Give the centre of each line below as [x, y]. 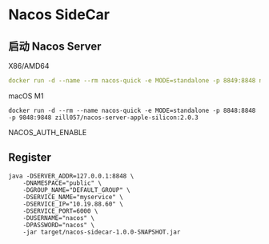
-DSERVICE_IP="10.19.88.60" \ [73, 204]
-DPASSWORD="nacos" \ [58, 225]
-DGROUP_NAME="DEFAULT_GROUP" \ [76, 190]
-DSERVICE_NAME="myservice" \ [73, 197]
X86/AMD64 [29, 66]
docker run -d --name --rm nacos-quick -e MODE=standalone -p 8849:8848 [132, 81]
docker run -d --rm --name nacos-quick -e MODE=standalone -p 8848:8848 [132, 110]
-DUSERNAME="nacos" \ [58, 218]
